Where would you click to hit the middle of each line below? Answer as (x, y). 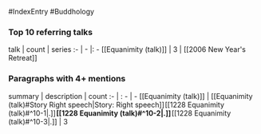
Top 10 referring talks (51, 32)
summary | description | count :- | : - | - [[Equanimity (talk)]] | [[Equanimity (130, 96)
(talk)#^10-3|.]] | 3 (38, 121)
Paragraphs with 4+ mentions (67, 79)
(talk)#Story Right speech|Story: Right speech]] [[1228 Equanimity (117, 104)
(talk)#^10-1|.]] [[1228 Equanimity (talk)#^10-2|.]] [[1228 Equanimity (120, 113)
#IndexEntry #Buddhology (51, 12)
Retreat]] (23, 58)
